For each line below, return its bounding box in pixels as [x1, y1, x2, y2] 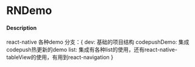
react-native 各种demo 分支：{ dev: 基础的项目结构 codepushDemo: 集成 [6, 38, 190, 46]
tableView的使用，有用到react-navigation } [6, 54, 114, 61]
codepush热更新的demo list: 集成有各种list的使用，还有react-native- [6, 46, 178, 54]
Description [6, 24, 37, 31]
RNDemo [6, 4, 52, 18]
